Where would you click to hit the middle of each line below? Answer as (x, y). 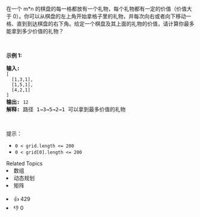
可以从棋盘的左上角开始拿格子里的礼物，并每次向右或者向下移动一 (110, 16)
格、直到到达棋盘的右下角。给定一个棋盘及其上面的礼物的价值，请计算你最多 (100, 24)
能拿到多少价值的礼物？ (35, 31)
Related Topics (24, 163)
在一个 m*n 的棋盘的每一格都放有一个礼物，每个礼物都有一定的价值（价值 (96, 9)
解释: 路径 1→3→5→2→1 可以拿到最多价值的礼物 (66, 109)
